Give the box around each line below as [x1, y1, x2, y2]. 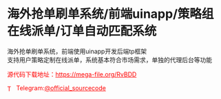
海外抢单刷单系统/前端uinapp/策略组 [7, 6, 214, 22]
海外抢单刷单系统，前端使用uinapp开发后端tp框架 [7, 47, 147, 55]
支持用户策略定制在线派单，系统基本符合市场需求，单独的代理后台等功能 [7, 55, 212, 63]
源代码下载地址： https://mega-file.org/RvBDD [7, 70, 137, 79]
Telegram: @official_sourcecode [16, 83, 107, 92]
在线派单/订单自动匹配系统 [7, 23, 157, 39]
